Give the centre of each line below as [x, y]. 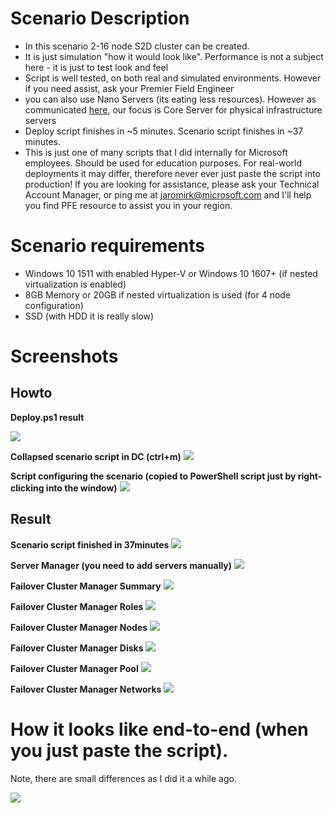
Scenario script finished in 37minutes [90, 544]
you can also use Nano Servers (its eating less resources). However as [170, 99]
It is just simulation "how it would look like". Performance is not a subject [174, 56]
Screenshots [64, 356]
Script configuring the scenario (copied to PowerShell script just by [153, 476]
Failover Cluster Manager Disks [77, 648]
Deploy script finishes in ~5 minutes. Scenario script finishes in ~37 [164, 131]
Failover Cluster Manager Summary [86, 586]
